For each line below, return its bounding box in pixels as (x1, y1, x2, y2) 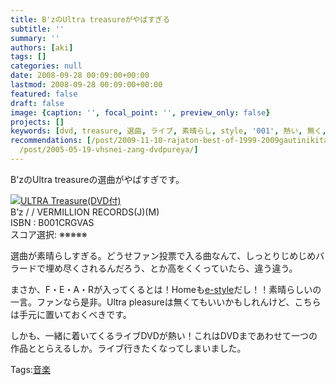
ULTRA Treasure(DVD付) (20, 194, 122, 206)
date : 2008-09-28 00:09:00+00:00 (10, 71, 150, 81)
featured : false (10, 89, 78, 99)
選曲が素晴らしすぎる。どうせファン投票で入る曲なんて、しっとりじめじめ (10, 249, 317, 261)
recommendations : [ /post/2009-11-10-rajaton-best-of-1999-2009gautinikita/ (10, 136, 333, 146)
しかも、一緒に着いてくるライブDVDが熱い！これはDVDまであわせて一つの (10, 329, 318, 341)
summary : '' (10, 33, 60, 43)
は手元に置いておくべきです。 (10, 308, 132, 320)
